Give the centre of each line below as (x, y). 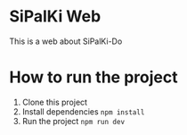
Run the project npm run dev (73, 121)
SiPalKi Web (55, 17)
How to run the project (93, 77)
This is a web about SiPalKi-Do (66, 41)
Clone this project (54, 102)
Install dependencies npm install (83, 111)
